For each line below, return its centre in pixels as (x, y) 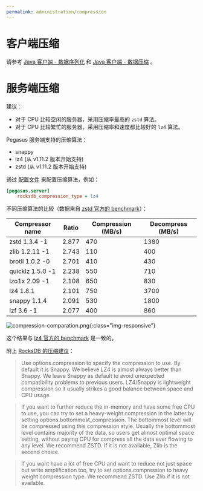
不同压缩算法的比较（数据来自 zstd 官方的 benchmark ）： (77, 209)
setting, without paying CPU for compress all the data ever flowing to (107, 439)
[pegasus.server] (28, 191)
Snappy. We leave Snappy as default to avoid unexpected (93, 376)
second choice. (40, 452)
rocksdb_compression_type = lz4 (58, 196)
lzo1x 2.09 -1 (29, 281)
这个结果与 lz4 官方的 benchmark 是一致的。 (62, 338)
